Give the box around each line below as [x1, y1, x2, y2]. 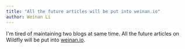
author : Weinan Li [6, 14, 51, 20]
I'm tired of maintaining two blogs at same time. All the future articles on [6, 30, 180, 37]
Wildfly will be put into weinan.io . [6, 36, 86, 43]
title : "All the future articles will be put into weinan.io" [6, 8, 160, 15]
